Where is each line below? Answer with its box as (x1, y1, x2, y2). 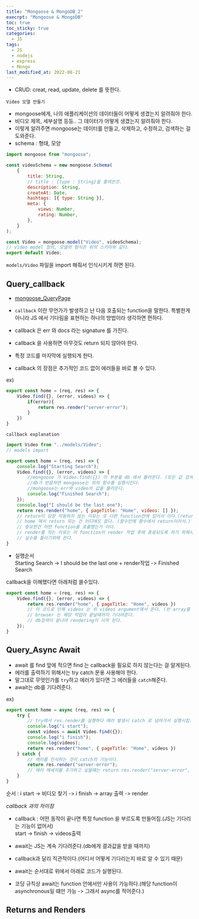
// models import (6, 447, 49, 453)
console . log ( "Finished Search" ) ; (27, 491, 110, 497)
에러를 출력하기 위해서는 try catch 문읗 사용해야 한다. (14, 669, 138, 676)
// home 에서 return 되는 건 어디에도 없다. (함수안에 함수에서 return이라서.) (17, 518, 191, 524)
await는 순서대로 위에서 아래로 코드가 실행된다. (14, 868, 123, 875)
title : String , (27, 173, 65, 179)
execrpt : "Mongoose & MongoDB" (6, 14, 84, 20)
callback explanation (6, 431, 60, 438)
